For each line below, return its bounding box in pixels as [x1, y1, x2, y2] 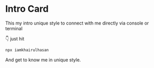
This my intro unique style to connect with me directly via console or [5, 20, 149, 26]
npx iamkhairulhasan [5, 47, 49, 53]
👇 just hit [5, 35, 24, 41]
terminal [5, 25, 23, 31]
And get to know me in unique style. [5, 57, 81, 63]
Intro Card [5, 3, 49, 15]
